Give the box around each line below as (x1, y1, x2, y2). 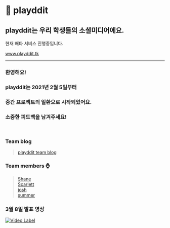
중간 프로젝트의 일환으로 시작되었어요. (5, 98, 92, 105)
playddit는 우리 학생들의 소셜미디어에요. (5, 26, 124, 34)
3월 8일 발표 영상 (5, 205, 45, 212)
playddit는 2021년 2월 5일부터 (5, 84, 77, 91)
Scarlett (17, 181, 34, 187)
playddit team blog (17, 149, 57, 156)
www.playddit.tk (5, 51, 39, 56)
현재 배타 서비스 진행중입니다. (5, 41, 64, 46)
